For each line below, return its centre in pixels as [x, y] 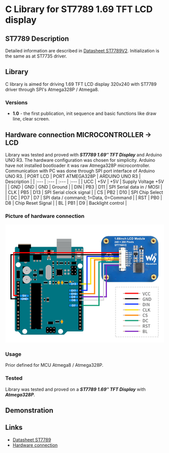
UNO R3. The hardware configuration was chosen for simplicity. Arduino [80, 160]
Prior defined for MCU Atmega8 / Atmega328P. [54, 365]
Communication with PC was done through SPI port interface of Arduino [80, 171]
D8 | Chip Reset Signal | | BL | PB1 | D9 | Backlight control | [66, 203]
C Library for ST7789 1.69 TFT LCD [79, 9]
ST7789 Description [37, 39]
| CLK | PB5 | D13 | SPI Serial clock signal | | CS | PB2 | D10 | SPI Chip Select [84, 192]
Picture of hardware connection [45, 216]
